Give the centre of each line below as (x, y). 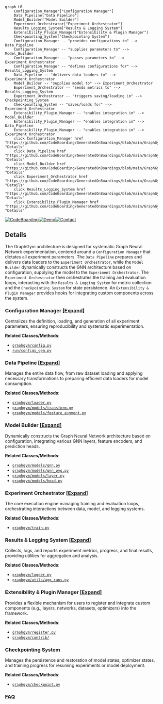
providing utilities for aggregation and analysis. (52, 556)
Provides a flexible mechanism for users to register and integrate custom (78, 603)
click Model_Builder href (40, 164)
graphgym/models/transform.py (43, 408)
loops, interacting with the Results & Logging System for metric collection (78, 282)
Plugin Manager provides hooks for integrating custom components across (79, 293)
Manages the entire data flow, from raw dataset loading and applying (74, 373)
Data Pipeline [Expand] (33, 363)
